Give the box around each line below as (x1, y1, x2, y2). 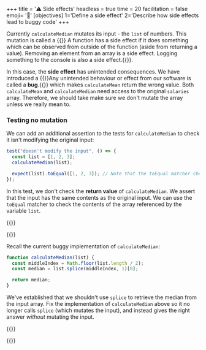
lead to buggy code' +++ (6, 18, 69, 25)
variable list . (6, 207, 41, 214)
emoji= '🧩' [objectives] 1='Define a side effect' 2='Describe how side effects (6, 12, 199, 19)
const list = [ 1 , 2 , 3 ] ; (12, 154, 75, 160)
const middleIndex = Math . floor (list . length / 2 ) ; (12, 260, 144, 266)
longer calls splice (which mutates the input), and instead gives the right (6, 306, 190, 314)
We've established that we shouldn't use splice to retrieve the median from (6, 294, 197, 301)
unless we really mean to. (6, 101, 71, 108)
